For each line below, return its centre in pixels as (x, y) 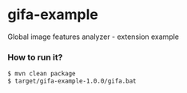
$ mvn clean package (42, 74)
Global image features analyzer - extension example (93, 37)
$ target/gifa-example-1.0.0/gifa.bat (72, 81)
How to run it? (35, 57)
